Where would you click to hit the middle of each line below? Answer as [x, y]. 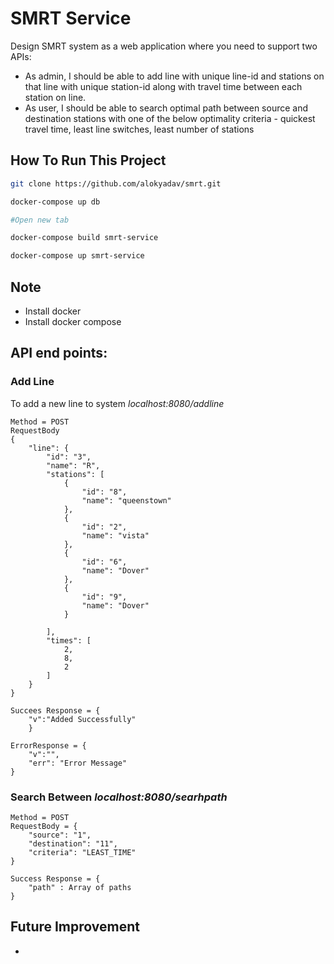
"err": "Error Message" [78, 763]
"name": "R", [73, 465]
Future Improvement [75, 927]
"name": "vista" [115, 535]
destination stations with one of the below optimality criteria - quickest [170, 118]
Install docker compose [73, 321]
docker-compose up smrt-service [77, 256]
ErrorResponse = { [48, 745]
